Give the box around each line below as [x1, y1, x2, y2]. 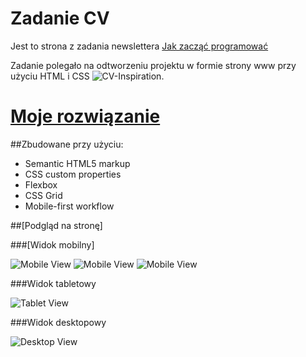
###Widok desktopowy [10, 316, 107, 328]
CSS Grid [24, 189, 63, 201]
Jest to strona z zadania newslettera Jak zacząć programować [10, 40, 269, 52]
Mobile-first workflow [24, 200, 115, 212]
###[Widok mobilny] [10, 238, 95, 251]
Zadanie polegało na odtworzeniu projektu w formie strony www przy [10, 59, 297, 71]
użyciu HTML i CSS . [10, 70, 165, 82]
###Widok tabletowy [10, 277, 97, 289]
